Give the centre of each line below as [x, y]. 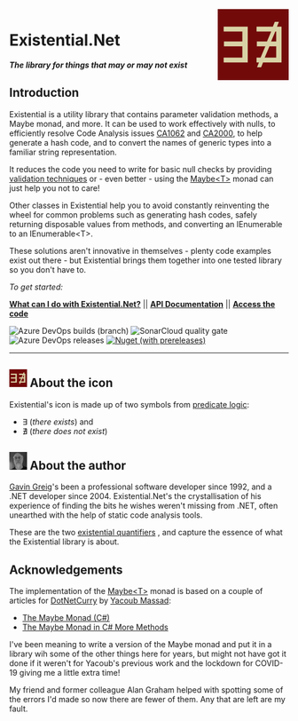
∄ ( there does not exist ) [65, 431]
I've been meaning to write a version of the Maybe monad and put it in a [141, 645]
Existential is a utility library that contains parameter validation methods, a [144, 114]
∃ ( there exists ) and [58, 422]
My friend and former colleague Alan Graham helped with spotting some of [146, 690]
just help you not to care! [55, 188]
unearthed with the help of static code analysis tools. [106, 515]
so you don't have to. [48, 269]
